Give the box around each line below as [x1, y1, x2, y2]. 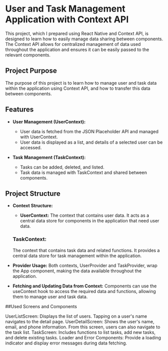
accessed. [20, 144, 42, 150]
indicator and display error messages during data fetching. [5, 340, 127, 346]
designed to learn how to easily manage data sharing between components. [5, 36, 163, 42]
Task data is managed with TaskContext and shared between [20, 169, 147, 175]
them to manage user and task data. [12, 294, 88, 300]
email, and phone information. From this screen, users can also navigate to [5, 324, 160, 330]
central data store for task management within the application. [12, 253, 142, 259]
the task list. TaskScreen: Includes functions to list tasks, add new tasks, [5, 329, 156, 335]
